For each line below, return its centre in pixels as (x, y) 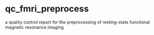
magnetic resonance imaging (34, 27)
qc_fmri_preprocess (47, 9)
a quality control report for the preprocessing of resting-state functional (77, 22)
